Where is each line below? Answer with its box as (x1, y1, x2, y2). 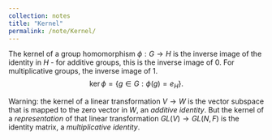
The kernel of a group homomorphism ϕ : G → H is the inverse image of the (8, 49, 262, 59)
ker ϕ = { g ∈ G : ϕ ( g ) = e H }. (89, 78, 184, 91)
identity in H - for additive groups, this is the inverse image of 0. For (8, 57, 235, 67)
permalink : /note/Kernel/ (8, 27, 96, 35)
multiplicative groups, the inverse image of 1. (8, 66, 158, 76)
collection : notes (8, 11, 71, 20)
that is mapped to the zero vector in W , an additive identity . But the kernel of (8, 105, 264, 115)
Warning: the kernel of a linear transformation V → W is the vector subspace (8, 96, 265, 106)
